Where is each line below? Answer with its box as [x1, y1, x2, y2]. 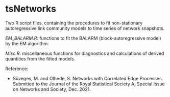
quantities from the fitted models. [5, 55, 76, 61]
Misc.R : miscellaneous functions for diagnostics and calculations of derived [5, 50, 164, 56]
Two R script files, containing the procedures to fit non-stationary [5, 20, 143, 26]
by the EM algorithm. [5, 40, 50, 46]
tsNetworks [5, 3, 56, 15]
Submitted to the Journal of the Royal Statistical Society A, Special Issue [12, 81, 165, 87]
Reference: [5, 66, 29, 72]
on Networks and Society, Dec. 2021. [12, 86, 91, 92]
